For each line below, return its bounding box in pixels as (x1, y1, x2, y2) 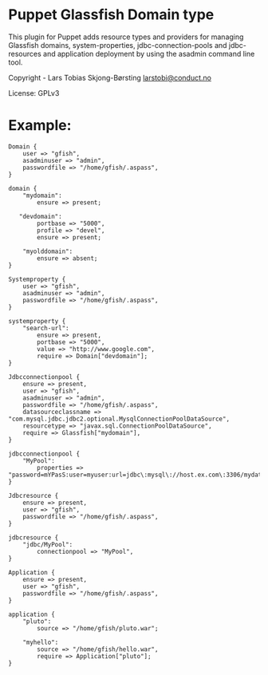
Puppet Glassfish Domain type (8, 6, 215, 24)
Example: (8, 116, 72, 135)
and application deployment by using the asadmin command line (42, 49, 255, 58)
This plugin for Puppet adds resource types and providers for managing (8, 32, 244, 41)
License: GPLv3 (8, 88, 60, 97)
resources (8, 49, 41, 58)
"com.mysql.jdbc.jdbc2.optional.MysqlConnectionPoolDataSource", (8, 415, 230, 423)
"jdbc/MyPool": (22, 540, 73, 548)
